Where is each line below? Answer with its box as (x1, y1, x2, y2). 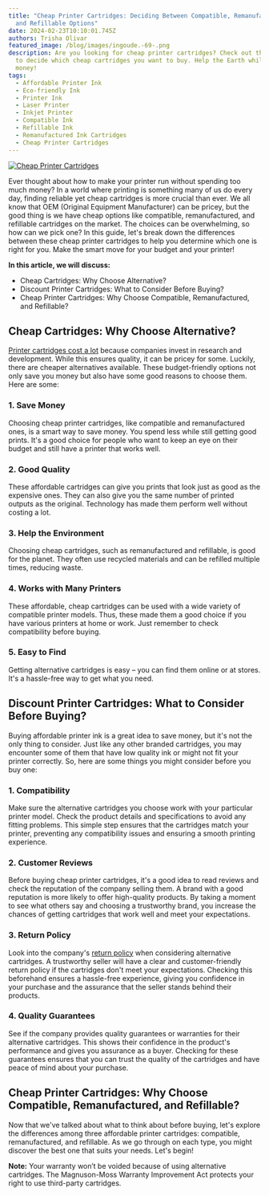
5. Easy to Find (8, 647, 66, 658)
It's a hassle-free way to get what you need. (8, 673, 154, 683)
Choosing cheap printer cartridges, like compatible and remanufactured (8, 418, 246, 428)
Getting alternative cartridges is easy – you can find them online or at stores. (8, 665, 261, 674)
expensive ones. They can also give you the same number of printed (8, 490, 235, 500)
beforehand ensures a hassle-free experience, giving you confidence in (8, 973, 245, 983)
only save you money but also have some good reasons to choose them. (8, 371, 247, 381)
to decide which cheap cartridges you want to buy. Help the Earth (15, 57, 246, 65)
